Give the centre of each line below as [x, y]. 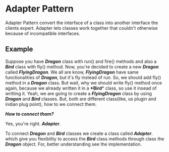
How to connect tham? [30, 114]
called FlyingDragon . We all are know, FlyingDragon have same [72, 72]
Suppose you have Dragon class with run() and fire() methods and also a [81, 61]
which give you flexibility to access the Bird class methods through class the [85, 138]
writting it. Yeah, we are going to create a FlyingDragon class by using [79, 93]
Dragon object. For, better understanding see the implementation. [74, 144]
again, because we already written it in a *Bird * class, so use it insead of [81, 88]
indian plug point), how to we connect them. [51, 104]
